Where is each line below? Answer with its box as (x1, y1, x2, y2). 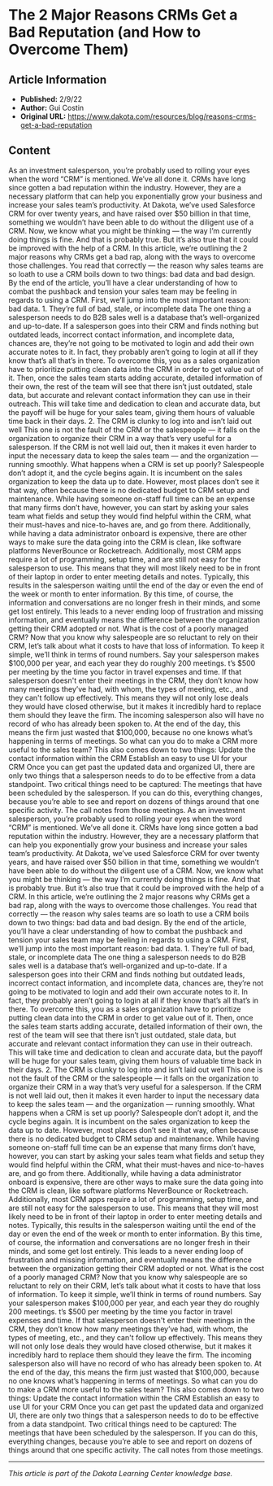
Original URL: (19, 111, 67, 121)
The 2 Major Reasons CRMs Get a (8, 6, 238, 24)
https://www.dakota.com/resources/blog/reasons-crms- (67, 111, 257, 121)
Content (8, 144, 51, 158)
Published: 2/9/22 (19, 94, 83, 103)
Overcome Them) (8, 41, 129, 59)
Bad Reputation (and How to (8, 23, 201, 42)
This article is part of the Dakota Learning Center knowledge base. (8, 1468, 233, 1478)
